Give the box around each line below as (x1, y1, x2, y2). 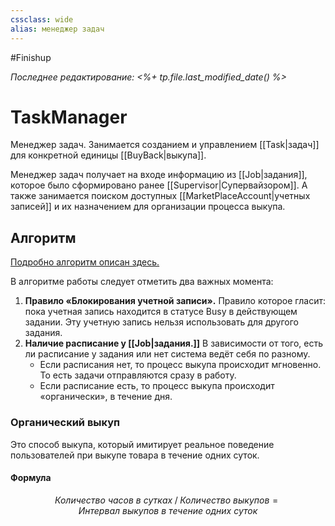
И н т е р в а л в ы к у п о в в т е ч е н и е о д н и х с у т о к (78, 504, 258, 516)
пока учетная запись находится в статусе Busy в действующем (24, 306, 298, 318)
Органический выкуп (10, 416, 121, 430)
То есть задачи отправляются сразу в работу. (39, 369, 237, 381)
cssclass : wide (10, 14, 74, 25)
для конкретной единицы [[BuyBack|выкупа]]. (10, 149, 207, 161)
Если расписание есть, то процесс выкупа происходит (39, 380, 275, 392)
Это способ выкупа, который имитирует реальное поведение (10, 438, 275, 450)
